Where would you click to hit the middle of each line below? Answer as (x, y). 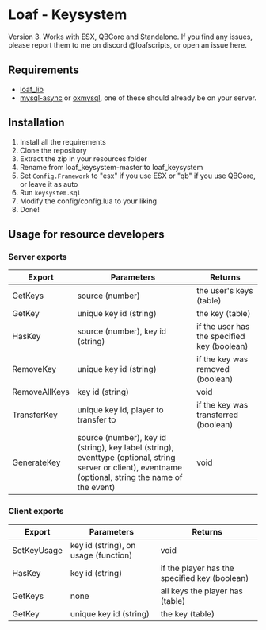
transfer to (97, 420)
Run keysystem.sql (50, 192)
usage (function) (101, 555)
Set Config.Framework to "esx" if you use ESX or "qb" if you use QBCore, (137, 176)
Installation (36, 123)
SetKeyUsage (38, 550)
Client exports (36, 512)
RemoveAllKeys (41, 392)
